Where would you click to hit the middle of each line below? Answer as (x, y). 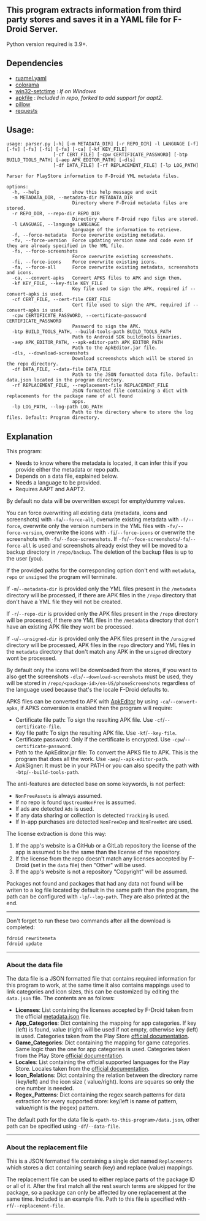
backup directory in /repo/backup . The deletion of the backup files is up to (100, 552)
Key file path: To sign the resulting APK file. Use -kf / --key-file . (96, 733)
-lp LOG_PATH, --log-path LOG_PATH (57, 407)
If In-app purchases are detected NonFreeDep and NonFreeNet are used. (104, 822)
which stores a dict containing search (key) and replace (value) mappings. (100, 1167)
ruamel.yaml (31, 78)
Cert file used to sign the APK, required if (131, 305)
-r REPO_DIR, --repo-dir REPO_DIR (56, 214)
